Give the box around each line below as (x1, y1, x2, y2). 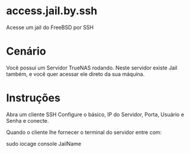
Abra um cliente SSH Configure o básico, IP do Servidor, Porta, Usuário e (6, 111, 185, 118)
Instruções (6, 91, 61, 105)
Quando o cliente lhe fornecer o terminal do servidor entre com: (6, 129, 162, 136)
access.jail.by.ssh (6, 4, 98, 18)
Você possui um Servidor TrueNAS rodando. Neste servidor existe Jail (6, 64, 178, 71)
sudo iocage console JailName (6, 140, 82, 147)
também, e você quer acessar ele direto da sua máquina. (6, 70, 145, 78)
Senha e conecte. (6, 117, 49, 124)
